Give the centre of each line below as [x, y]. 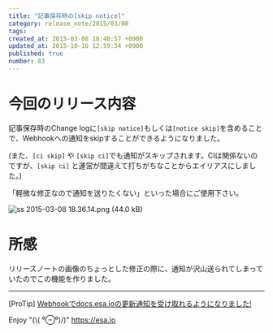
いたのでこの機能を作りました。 [62, 279]
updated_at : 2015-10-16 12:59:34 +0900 [76, 46]
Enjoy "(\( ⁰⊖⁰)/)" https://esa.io [62, 320]
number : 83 [27, 62]
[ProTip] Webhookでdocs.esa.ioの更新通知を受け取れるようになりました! [130, 303]
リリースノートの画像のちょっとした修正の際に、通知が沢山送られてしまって [136, 268]
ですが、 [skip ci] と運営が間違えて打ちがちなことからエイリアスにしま [129, 165]
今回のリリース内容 [72, 104]
